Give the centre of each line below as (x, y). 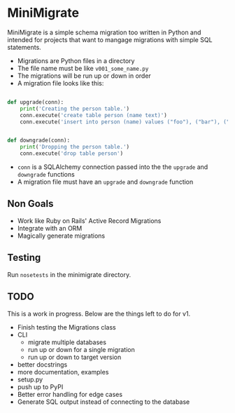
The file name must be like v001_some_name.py (83, 68)
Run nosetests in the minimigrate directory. (69, 274)
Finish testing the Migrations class (67, 327)
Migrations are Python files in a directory (76, 60)
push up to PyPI (40, 386)
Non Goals (30, 204)
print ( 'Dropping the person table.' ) (75, 147)
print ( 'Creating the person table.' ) (75, 109)
